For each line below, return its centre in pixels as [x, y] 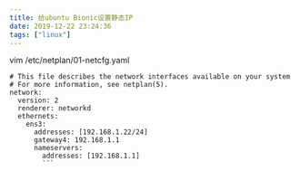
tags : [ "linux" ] [40, 34]
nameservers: [58, 148]
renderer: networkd [55, 109]
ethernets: [38, 117]
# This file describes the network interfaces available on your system [150, 77]
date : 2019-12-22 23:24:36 [60, 26]
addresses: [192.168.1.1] [91, 156]
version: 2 [38, 100]
